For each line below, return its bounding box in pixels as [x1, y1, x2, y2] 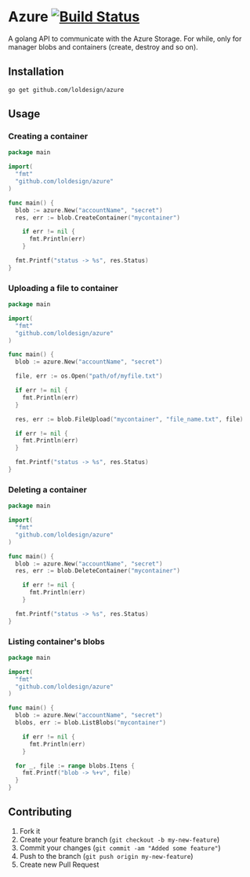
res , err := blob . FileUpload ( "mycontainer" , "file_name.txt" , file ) [15, 415, 244, 423]
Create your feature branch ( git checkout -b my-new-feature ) [19, 835, 220, 844]
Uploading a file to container [8, 282, 119, 293]
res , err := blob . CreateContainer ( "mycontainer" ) [15, 213, 180, 222]
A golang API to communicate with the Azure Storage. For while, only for [8, 34, 242, 43]
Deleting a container [8, 484, 88, 495]
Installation [8, 65, 64, 79]
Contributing [8, 805, 72, 819]
